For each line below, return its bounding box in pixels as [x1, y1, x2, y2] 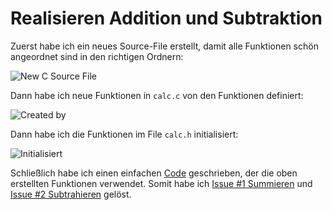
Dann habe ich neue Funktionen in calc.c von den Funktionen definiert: [10, 89, 304, 101]
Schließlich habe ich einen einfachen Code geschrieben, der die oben [10, 167, 298, 179]
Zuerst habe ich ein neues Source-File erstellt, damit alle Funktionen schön [10, 40, 319, 52]
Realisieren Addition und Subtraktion [10, 7, 323, 30]
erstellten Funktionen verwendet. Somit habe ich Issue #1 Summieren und [10, 177, 313, 189]
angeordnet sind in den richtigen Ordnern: [10, 50, 184, 62]
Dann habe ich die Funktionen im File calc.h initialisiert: [10, 128, 239, 140]
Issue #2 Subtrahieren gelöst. [10, 188, 132, 200]
